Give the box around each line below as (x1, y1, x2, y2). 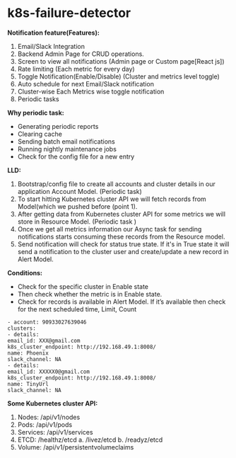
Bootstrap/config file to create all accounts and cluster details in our (17, 179, 216, 188)
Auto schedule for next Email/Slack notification (17, 79, 154, 88)
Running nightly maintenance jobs (17, 144, 117, 153)
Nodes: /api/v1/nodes (17, 413, 81, 421)
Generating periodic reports (17, 122, 99, 130)
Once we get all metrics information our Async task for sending (17, 224, 202, 233)
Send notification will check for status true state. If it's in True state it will (17, 239, 230, 248)
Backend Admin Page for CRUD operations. (17, 50, 145, 58)
